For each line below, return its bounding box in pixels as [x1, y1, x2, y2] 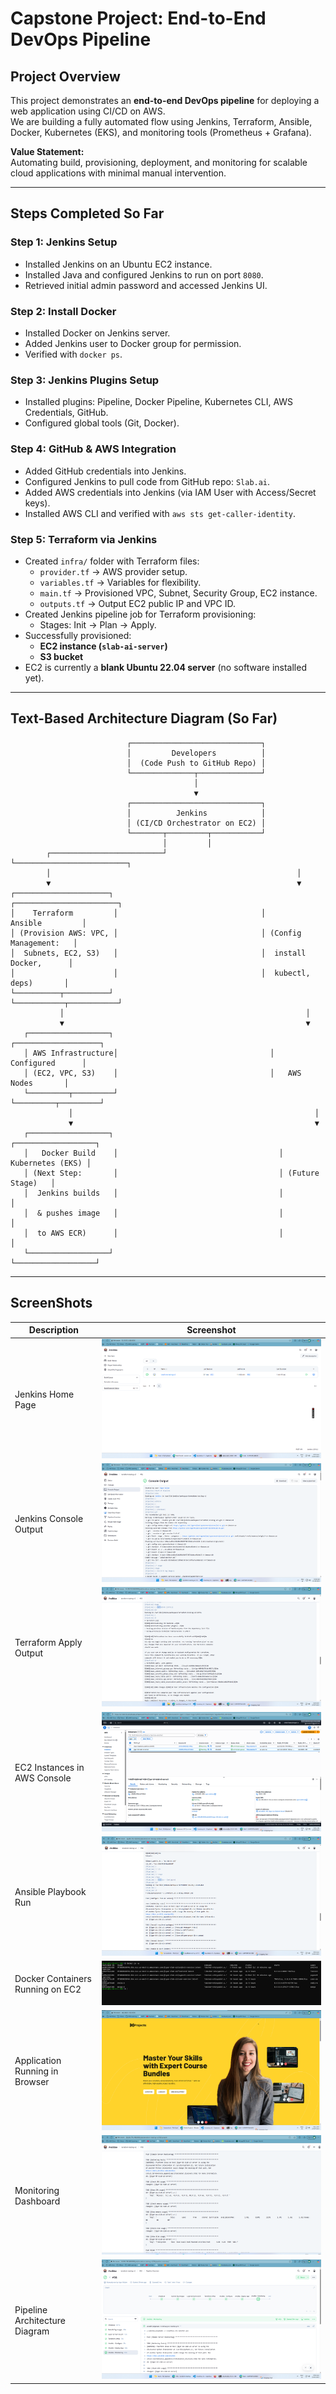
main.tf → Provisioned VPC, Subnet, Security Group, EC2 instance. [39, 587, 318, 599]
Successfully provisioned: [24, 629, 132, 641]
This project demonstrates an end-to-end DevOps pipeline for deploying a [10, 95, 320, 106]
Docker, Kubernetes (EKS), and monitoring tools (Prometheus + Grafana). [10, 127, 312, 138]
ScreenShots [10, 1295, 93, 1312]
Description [28, 1324, 79, 1336]
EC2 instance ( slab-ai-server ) [39, 640, 168, 652]
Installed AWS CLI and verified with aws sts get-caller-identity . [24, 507, 297, 519]
